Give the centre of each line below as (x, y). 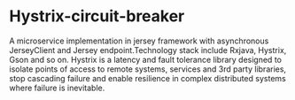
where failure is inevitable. (57, 88)
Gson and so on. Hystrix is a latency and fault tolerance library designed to (145, 59)
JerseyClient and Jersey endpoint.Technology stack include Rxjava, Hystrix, (148, 50)
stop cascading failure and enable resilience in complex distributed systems (147, 78)
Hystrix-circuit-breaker (97, 16)
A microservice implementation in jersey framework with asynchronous (139, 41)
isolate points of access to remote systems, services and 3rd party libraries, (147, 69)
